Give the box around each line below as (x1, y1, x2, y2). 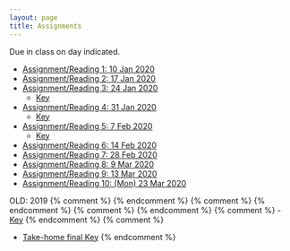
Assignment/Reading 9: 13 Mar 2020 (21, 168, 158, 179)
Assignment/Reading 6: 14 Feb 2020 (21, 140, 157, 151)
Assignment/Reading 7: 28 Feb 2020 (21, 149, 158, 160)
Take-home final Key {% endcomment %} (21, 231, 176, 242)
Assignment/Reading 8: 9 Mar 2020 (21, 159, 155, 169)
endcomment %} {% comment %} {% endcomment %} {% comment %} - (9, 204, 282, 215)
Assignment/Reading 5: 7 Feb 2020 (21, 120, 153, 131)
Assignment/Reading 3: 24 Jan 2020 (21, 82, 158, 93)
